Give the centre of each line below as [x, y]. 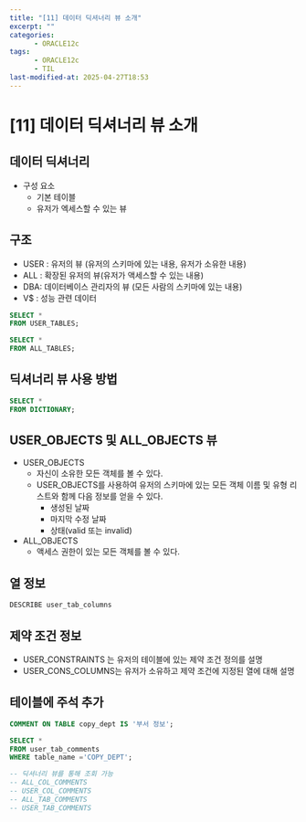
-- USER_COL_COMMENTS [51, 791]
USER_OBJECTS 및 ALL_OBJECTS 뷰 [113, 441]
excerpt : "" [32, 26]
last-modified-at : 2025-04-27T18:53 [79, 78]
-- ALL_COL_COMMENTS [49, 783]
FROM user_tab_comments [55, 749]
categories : [32, 35]
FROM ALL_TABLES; [42, 349]
